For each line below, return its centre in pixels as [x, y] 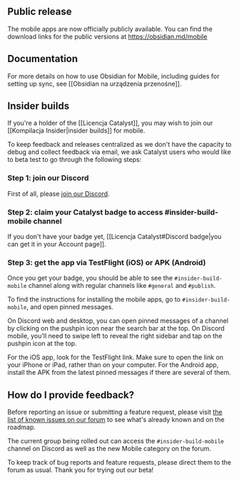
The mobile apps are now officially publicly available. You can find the [110, 29]
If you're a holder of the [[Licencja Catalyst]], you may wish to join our [110, 123]
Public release [40, 12]
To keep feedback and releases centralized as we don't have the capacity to [119, 145]
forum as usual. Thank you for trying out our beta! [81, 470]
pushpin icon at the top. [42, 343]
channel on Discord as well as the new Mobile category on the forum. [110, 449]
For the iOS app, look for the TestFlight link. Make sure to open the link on [115, 357]
